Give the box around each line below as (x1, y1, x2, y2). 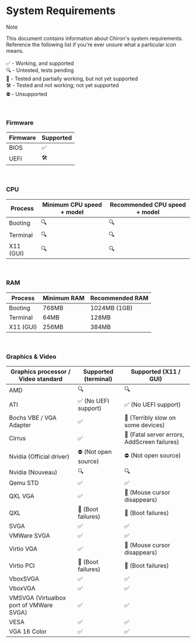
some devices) (124, 421, 165, 429)
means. (6, 47, 24, 54)
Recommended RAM (90, 294, 149, 302)
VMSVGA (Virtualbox (9, 594, 66, 602)
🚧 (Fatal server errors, (124, 430, 185, 439)
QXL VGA (9, 492, 35, 500)
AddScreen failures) (124, 438, 180, 446)
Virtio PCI (9, 562, 35, 570)
